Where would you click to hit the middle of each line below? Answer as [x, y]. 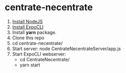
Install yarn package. [34, 32]
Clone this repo [28, 38]
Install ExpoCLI [28, 27]
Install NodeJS [27, 21]
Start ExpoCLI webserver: [39, 54]
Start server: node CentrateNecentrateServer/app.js [67, 48]
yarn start [30, 65]
